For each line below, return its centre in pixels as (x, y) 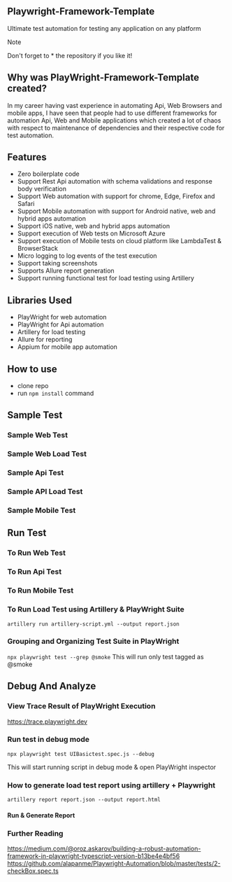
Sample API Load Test (45, 492)
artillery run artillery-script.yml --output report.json (93, 624)
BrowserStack (37, 249)
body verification (42, 189)
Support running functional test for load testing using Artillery (106, 278)
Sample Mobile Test (42, 511)
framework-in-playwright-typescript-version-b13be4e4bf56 (94, 856)
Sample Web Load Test (47, 454)
